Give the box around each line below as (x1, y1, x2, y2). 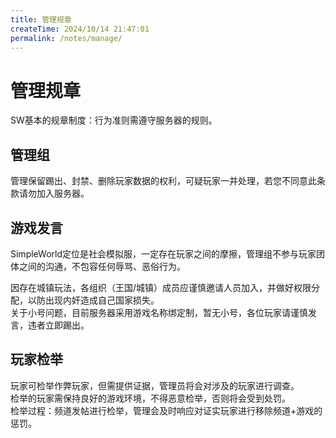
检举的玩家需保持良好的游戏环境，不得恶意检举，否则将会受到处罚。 (10, 392, 291, 404)
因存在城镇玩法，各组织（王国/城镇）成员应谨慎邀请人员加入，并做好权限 (10, 281, 312, 293)
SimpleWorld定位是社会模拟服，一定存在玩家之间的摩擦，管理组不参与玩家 (10, 247, 317, 260)
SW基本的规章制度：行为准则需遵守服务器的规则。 (10, 114, 218, 126)
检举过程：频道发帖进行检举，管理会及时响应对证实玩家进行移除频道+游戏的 (10, 404, 323, 416)
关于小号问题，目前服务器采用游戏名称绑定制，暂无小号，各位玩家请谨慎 (10, 306, 308, 318)
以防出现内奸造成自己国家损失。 (27, 294, 160, 306)
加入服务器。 (36, 187, 90, 200)
